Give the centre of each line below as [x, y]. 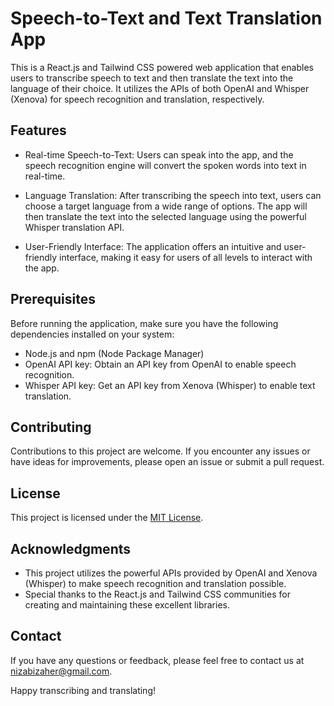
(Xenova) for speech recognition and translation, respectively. [137, 99]
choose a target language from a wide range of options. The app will [166, 206]
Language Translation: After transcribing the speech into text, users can [173, 195]
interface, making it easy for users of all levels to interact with [186, 257]
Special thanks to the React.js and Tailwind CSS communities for [157, 594]
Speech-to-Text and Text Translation [166, 18]
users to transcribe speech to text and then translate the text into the [152, 78]
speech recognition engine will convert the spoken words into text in [165, 165]
